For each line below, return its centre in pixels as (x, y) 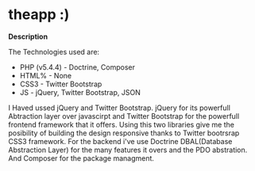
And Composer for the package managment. (81, 158)
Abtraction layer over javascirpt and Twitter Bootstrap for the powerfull (124, 116)
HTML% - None (46, 75)
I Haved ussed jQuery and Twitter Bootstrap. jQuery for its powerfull (119, 108)
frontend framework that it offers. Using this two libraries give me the (121, 124)
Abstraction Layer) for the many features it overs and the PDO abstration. (128, 150)
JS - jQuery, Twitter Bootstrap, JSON (80, 92)
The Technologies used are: (54, 51)
